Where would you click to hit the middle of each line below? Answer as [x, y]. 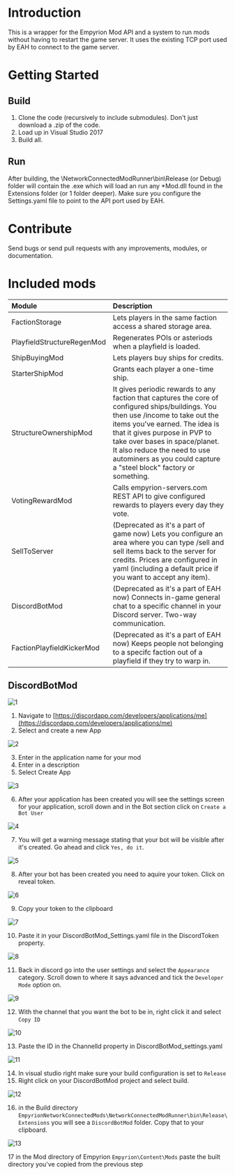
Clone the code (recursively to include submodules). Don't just [108, 117]
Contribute [40, 229]
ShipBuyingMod [38, 358]
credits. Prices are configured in [165, 560]
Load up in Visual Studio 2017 [61, 132]
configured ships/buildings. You [165, 406]
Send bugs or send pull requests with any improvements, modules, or [108, 248]
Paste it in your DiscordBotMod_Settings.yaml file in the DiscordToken [118, 936]
